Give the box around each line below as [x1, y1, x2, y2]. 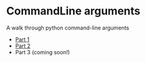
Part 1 [15, 36, 30, 43]
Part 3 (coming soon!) [15, 48, 70, 55]
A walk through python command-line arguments [6, 24, 130, 31]
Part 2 [15, 42, 31, 49]
